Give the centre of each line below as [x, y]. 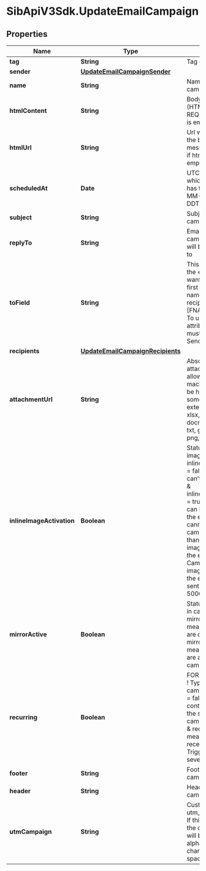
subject [21, 217]
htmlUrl [21, 147]
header [20, 791]
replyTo [21, 243]
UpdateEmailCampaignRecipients [131, 351]
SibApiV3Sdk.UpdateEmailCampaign [103, 11]
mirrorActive [28, 634]
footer [19, 773]
